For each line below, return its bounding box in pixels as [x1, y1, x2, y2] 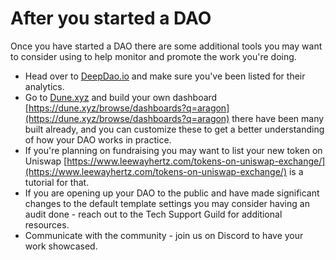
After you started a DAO [10, 7, 212, 30]
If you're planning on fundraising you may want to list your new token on [24, 144, 323, 156]
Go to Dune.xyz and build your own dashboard [24, 91, 218, 103]
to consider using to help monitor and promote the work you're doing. [10, 50, 297, 62]
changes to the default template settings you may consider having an [24, 197, 310, 209]
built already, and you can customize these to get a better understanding [24, 123, 325, 135]
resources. [24, 218, 70, 231]
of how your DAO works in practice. [24, 133, 172, 146]
